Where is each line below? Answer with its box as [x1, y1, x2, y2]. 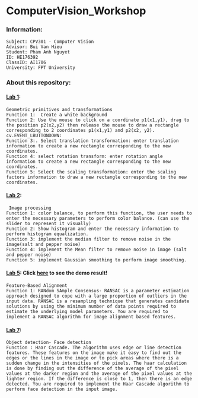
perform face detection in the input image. [6, 386, 118, 393]
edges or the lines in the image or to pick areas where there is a [6, 355, 179, 361]
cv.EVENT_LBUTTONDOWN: [6, 132, 62, 138]
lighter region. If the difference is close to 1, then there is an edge [6, 376, 193, 382]
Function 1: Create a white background [6, 112, 108, 118]
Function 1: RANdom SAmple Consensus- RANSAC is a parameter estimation [6, 288, 190, 294]
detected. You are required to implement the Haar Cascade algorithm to [6, 381, 190, 387]
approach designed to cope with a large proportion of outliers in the [6, 293, 187, 299]
